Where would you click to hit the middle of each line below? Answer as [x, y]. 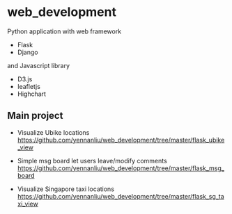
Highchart [32, 94]
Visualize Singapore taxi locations [66, 189]
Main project [35, 116]
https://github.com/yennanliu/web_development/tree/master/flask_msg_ [121, 168]
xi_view [28, 204]
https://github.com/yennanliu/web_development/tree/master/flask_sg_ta [121, 196]
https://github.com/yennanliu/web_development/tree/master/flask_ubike [121, 140]
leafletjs [29, 86]
